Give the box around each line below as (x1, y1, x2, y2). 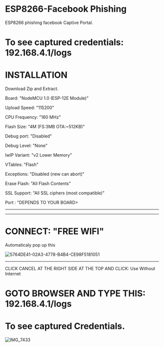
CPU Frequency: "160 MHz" (5, 114, 61, 120)
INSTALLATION (5, 69, 67, 81)
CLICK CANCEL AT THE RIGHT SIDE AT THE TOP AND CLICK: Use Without (5, 266, 155, 271)
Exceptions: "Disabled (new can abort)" (5, 171, 84, 177)
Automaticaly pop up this (5, 242, 56, 248)
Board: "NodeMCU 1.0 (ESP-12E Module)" (5, 95, 89, 101)
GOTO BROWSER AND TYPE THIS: (5, 288, 146, 299)
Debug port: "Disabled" (5, 133, 52, 139)
